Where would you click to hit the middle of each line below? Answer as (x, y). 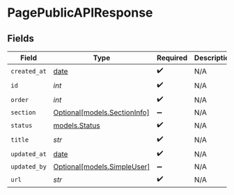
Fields (21, 39)
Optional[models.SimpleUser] (102, 167)
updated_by (29, 167)
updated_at (29, 154)
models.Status (77, 125)
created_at (29, 71)
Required (172, 58)
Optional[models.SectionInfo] (101, 112)
